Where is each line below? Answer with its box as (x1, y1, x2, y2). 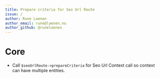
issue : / (5, 12, 23, 17)
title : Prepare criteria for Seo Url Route (5, 7, 95, 12)
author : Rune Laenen (5, 16, 47, 21)
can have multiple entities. (12, 68, 65, 74)
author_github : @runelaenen (5, 25, 62, 30)
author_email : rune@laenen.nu (5, 20, 67, 26)
